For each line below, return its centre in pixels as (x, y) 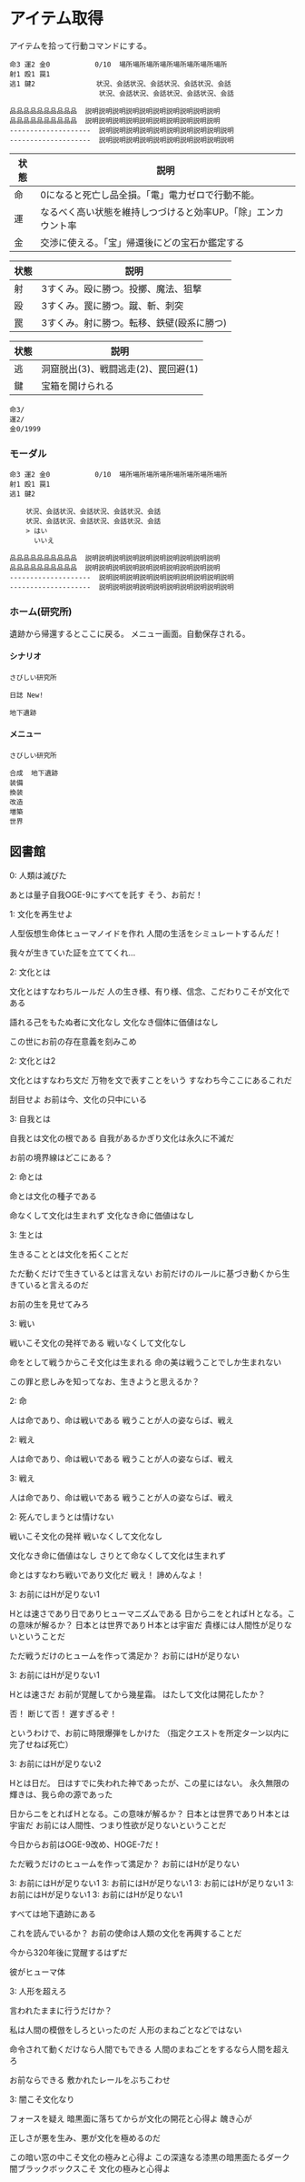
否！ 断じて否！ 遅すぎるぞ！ (64, 1713)
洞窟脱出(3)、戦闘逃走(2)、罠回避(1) (120, 369)
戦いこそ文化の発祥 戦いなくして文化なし (86, 1536)
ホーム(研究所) (41, 612)
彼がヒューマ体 (37, 1972)
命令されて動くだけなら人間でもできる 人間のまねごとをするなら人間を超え (149, 2049)
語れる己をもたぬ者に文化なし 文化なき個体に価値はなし (114, 1022)
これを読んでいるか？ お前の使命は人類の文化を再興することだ (126, 1933)
